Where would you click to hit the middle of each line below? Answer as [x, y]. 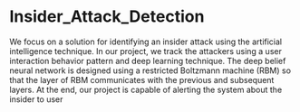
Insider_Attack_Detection [107, 17]
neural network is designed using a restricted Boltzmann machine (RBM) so [150, 70]
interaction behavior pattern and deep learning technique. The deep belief [148, 61]
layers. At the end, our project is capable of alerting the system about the [146, 89]
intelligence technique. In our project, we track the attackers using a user [146, 51]
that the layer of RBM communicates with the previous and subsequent [142, 79]
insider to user [36, 99]
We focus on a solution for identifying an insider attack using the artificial [146, 42]
